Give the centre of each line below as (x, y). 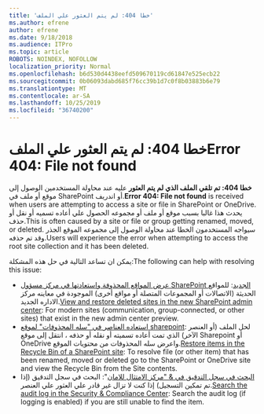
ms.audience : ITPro (41, 45)
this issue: (26, 269)
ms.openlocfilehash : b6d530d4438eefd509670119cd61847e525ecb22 (115, 74)
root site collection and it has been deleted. (79, 246)
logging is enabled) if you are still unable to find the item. (112, 401)
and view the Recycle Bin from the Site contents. (99, 368)
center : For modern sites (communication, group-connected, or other (132, 310)
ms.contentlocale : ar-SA (49, 96)
